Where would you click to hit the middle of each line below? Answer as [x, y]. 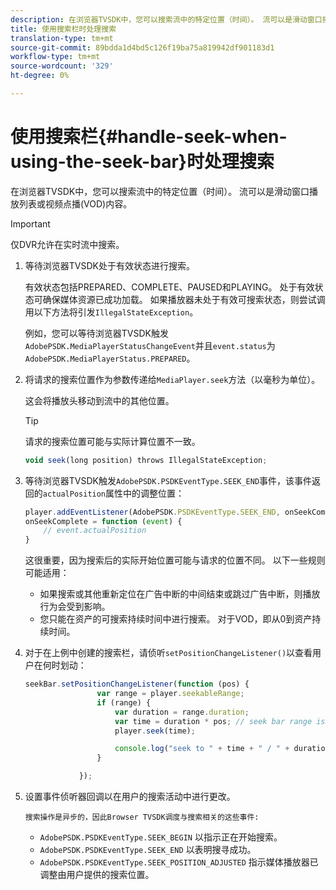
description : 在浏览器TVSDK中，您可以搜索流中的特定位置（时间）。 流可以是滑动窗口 [166, 19]
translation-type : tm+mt [62, 38]
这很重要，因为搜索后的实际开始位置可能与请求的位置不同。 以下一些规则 [175, 560]
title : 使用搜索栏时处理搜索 [63, 29]
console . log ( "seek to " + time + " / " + [202, 749]
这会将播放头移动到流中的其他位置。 [99, 400]
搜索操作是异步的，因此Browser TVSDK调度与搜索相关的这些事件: [142, 817]
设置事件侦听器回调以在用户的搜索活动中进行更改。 [130, 797]
